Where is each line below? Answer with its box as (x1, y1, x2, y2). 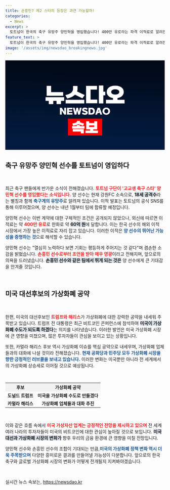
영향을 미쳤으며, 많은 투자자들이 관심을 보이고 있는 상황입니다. (16, 333, 138, 339)
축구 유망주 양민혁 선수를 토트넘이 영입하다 (5, 161, 130, 169)
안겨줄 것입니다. (10, 263, 42, 270)
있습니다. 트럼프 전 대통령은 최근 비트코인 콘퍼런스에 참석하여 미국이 (18, 320, 153, 326)
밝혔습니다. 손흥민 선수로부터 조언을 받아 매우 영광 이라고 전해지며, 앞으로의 (14, 251, 161, 257)
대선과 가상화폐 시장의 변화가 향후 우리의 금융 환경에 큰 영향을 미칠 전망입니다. (5, 435, 158, 441)
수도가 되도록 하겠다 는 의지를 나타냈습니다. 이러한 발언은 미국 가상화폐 (14, 326, 152, 332)
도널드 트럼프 (7, 392, 34, 398)
